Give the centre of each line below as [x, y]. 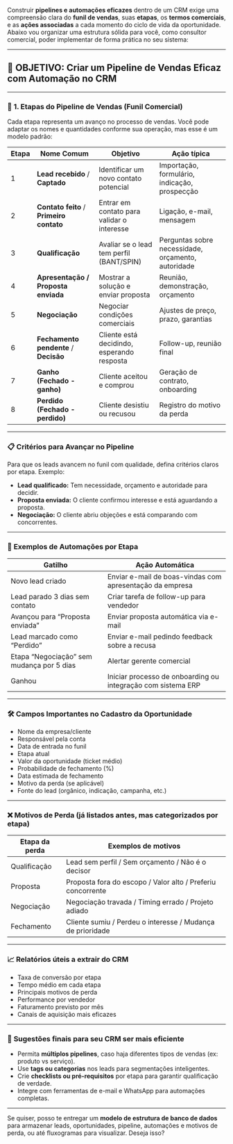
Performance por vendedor [56, 999]
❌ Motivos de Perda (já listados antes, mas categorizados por [113, 815]
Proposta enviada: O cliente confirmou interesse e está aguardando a [117, 500]
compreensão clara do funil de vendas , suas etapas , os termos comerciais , [116, 17]
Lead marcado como [44, 637]
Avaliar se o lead [126, 245]
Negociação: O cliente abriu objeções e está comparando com [107, 515]
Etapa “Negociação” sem [51, 656]
